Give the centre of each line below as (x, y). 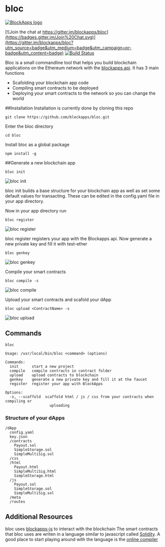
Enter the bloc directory (29, 126)
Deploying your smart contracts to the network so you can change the (84, 93)
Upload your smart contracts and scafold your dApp (58, 299)
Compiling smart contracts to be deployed (55, 88)
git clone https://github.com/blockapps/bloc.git (57, 117)
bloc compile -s (22, 281)
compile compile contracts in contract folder (61, 371)
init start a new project (42, 366)
